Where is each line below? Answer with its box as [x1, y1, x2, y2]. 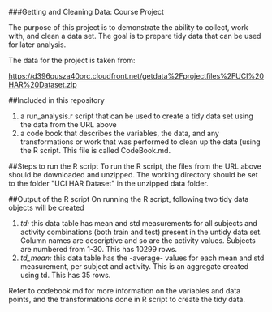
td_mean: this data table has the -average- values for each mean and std [19, 253, 265, 263]
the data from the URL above [19, 120, 118, 129]
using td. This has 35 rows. [19, 271, 111, 280]
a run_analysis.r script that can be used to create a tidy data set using [19, 111, 253, 121]
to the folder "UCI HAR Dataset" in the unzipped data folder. [8, 178, 209, 188]
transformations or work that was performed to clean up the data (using [19, 137, 261, 147]
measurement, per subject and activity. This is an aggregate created [19, 262, 249, 271]
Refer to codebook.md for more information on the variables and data [8, 286, 241, 295]
